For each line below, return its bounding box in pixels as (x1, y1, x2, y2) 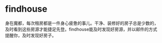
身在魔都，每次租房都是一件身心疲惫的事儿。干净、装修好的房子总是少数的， (5, 20, 159, 26)
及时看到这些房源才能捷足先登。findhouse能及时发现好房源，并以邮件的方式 (5, 26, 157, 32)
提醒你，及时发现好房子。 (5, 32, 56, 38)
